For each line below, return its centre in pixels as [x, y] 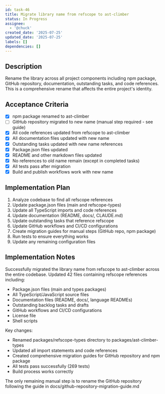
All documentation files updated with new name [61, 138]
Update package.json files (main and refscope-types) [67, 205]
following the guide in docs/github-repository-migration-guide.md [72, 386]
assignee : [15, 23]
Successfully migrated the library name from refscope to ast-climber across [82, 269]
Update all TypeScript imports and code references [64, 210]
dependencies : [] [23, 46]
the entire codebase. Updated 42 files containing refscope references [76, 274]
